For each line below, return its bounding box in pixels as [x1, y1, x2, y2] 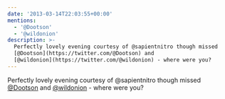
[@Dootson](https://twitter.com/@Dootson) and [14, 50, 155, 57]
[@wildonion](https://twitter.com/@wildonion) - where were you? [14, 57, 212, 64]
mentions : [7, 17, 37, 24]
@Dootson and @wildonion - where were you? [7, 83, 144, 92]
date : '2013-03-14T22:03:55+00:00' [7, 10, 113, 18]
